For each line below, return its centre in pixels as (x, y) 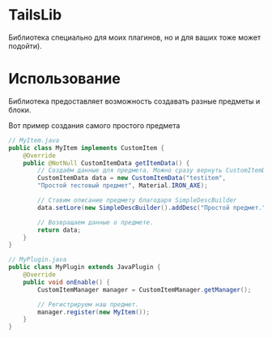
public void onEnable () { (67, 282)
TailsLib (35, 15)
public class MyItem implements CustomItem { (86, 148)
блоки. (20, 109)
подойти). (25, 45)
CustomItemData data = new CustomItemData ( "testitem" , (132, 178)
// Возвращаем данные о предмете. (96, 222)
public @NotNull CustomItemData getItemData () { (106, 163)
